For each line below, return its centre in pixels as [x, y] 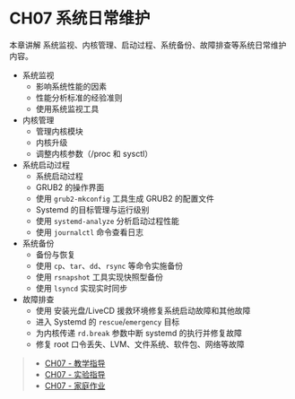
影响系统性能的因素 [71, 86]
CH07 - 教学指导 [75, 363]
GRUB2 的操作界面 [70, 187]
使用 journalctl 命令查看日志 [90, 232]
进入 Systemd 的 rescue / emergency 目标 [108, 321]
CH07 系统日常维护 [80, 18]
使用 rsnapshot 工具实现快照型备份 [99, 277]
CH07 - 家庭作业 [75, 386]
